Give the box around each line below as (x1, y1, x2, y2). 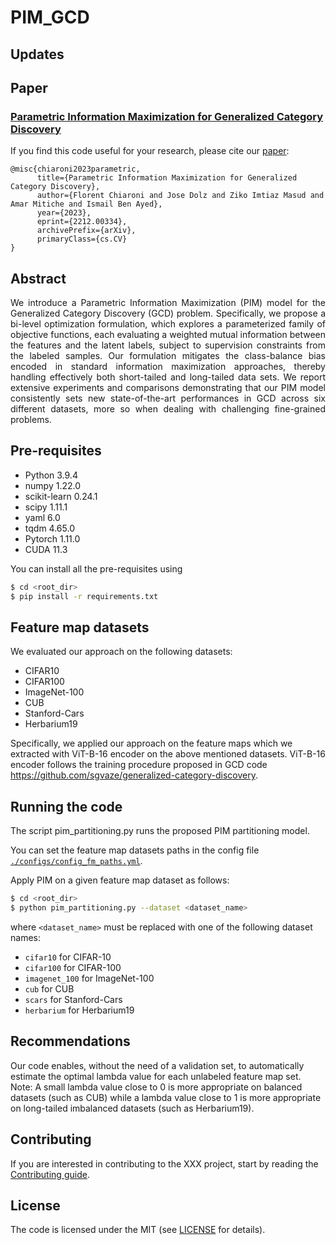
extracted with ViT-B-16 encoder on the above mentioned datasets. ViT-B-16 (10, 748, 326, 760)
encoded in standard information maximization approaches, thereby (10, 361, 326, 373)
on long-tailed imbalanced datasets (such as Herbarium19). (10, 1102, 255, 1114)
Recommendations (10, 1033, 131, 1050)
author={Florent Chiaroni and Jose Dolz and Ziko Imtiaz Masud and (36, 191, 325, 201)
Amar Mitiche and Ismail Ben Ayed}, (10, 199, 163, 210)
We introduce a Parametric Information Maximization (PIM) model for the (10, 297, 326, 309)
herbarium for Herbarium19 (24, 1004, 135, 1016)
